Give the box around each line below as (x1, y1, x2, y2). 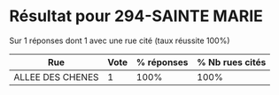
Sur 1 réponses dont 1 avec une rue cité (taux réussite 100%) (9, 35, 230, 46)
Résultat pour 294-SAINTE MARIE (9, 6, 264, 26)
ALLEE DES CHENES (13, 70, 99, 83)
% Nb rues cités (197, 55, 267, 68)
